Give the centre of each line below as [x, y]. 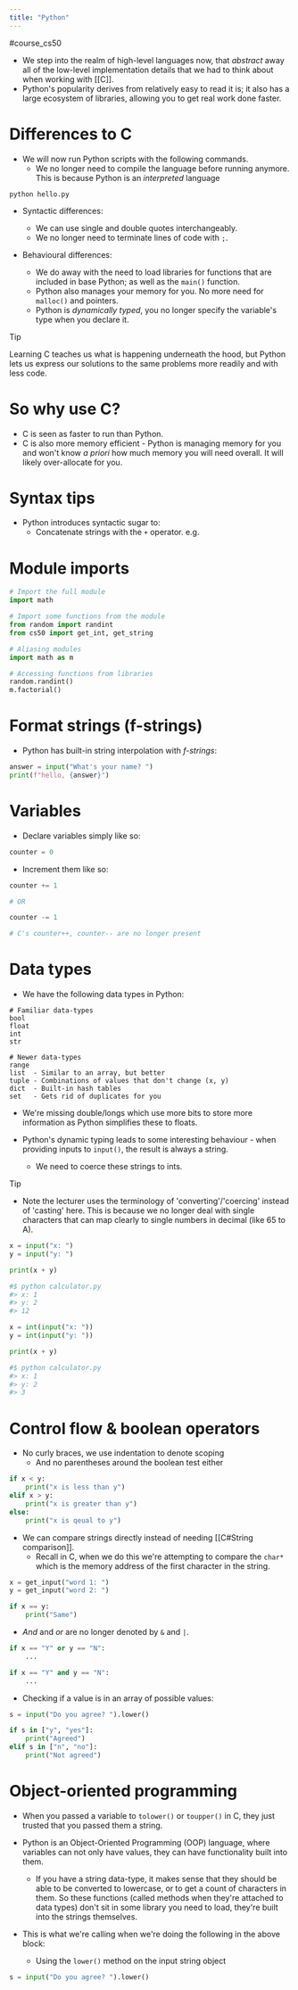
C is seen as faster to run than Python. [92, 434]
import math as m [41, 657]
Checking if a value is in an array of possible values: [118, 1698]
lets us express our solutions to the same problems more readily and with [144, 363]
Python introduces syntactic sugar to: [91, 523]
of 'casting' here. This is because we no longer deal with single [138, 1210]
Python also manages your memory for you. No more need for [150, 291]
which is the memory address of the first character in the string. [153, 1565]
